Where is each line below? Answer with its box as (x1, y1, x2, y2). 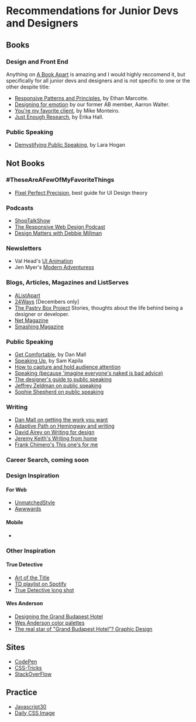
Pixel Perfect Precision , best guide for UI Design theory (14, 189, 148, 196)
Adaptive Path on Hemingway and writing (14, 422, 115, 429)
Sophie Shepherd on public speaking (14, 388, 104, 395)
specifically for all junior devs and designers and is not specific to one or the (6, 77, 190, 84)
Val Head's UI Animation (14, 257, 73, 265)
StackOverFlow (14, 670, 52, 677)
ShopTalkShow (14, 217, 51, 224)
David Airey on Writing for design (14, 429, 95, 436)
